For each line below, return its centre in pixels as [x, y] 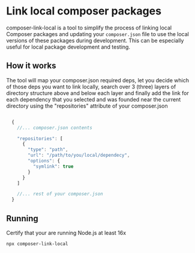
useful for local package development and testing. [68, 47]
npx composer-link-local [37, 244]
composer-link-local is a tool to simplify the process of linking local [89, 28]
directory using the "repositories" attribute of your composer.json [87, 106]
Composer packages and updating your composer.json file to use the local [97, 34]
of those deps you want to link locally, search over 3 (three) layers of [91, 87]
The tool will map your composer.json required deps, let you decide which [97, 80]
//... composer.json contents [55, 127]
